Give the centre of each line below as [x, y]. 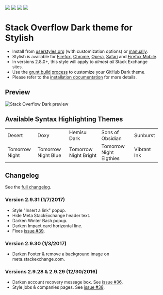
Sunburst [145, 135]
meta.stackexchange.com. [39, 259]
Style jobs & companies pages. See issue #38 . [58, 287]
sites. [17, 67]
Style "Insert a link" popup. [39, 210]
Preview [18, 92]
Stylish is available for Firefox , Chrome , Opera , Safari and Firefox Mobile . [85, 56]
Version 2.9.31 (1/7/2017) [35, 200]
